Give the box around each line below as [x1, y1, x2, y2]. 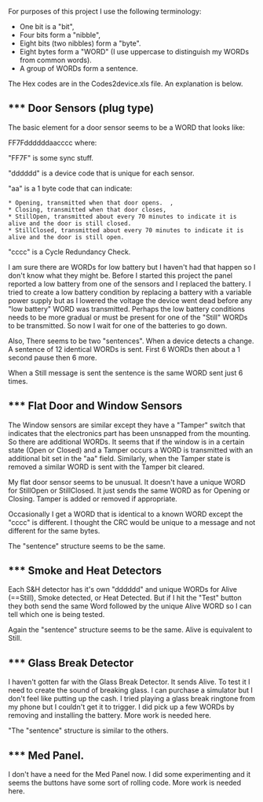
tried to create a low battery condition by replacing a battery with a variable [8, 287, 252, 297]
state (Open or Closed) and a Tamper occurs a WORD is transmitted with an [8, 445, 254, 455]
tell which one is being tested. [8, 610, 105, 619]
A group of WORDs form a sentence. [19, 64, 139, 73]
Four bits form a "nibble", [19, 31, 100, 39]
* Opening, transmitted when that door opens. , [8, 198, 174, 207]
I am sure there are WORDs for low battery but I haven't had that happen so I [8, 262, 256, 272]
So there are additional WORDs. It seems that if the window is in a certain [8, 437, 245, 446]
